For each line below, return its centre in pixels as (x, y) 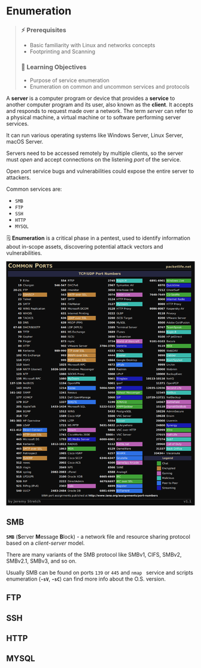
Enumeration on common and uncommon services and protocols (109, 86)
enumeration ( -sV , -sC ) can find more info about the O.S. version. (86, 579)
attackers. (19, 177)
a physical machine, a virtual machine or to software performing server (94, 117)
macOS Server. (25, 141)
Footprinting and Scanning (63, 51)
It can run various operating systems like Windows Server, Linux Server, (95, 135)
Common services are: (34, 189)
